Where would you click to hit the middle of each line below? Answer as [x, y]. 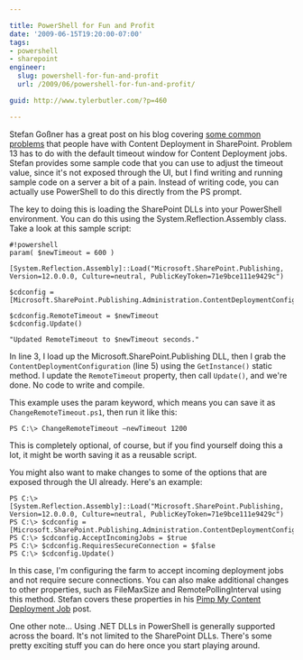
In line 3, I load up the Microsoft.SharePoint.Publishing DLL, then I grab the [148, 356]
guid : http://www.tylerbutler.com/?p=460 [88, 100]
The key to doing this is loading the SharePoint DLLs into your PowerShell [146, 209]
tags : [19, 42]
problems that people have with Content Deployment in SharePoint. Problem [151, 143]
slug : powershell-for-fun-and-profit [88, 76]
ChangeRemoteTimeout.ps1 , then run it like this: [93, 412]
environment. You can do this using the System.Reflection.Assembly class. [148, 218]
